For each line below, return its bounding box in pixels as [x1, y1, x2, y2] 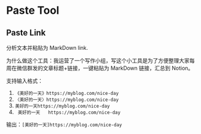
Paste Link [6, 28, 46, 38]
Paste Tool [6, 4, 60, 17]
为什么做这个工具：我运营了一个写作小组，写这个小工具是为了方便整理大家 [6, 57, 190, 64]
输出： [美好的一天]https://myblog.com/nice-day [6, 121, 123, 128]
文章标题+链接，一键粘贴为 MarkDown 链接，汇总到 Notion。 [42, 64, 194, 72]
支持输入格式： [6, 78, 43, 84]
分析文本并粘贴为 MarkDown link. [6, 44, 89, 51]
